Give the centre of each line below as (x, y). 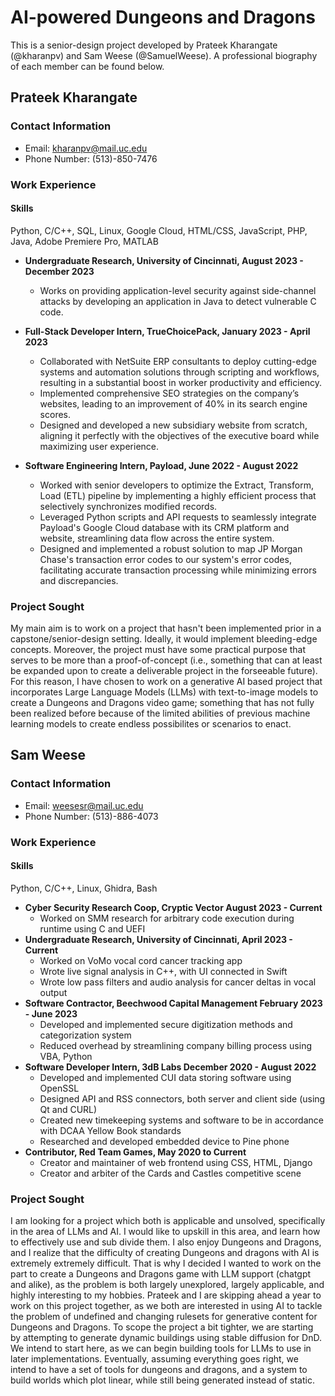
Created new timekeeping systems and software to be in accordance (181, 1120)
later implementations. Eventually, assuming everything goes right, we (154, 1359)
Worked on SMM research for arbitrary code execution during (167, 918)
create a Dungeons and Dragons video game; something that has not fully (162, 703)
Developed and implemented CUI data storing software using (165, 1077)
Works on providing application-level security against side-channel (178, 290)
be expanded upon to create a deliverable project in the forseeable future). (164, 671)
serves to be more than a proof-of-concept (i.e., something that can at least (166, 660)
